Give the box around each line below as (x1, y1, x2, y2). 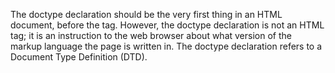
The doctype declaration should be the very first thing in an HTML (10, 9, 283, 20)
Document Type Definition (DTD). (10, 51, 148, 63)
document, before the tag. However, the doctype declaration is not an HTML (10, 19, 325, 31)
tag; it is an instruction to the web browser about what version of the (10, 30, 292, 41)
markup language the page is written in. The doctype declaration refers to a (10, 40, 323, 52)
